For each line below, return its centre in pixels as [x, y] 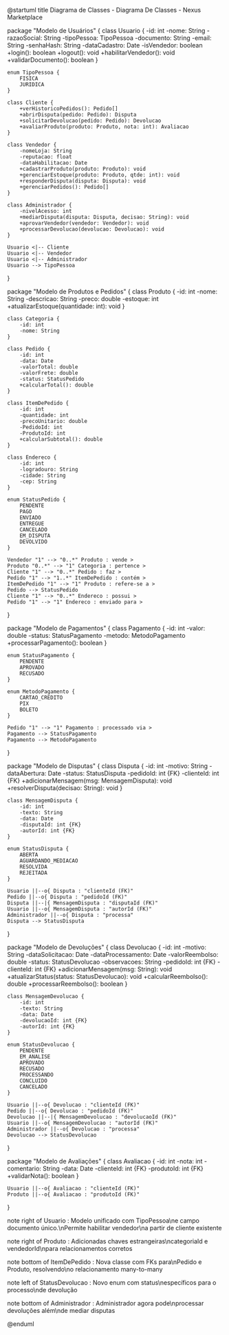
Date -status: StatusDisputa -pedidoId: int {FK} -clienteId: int [133, 773]
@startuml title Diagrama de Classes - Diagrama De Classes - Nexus [104, 10]
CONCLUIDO [34, 1081]
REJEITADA [34, 873]
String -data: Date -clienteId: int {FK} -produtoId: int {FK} [123, 1168]
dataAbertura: [27, 773]
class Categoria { [33, 319]
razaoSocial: [25, 38]
